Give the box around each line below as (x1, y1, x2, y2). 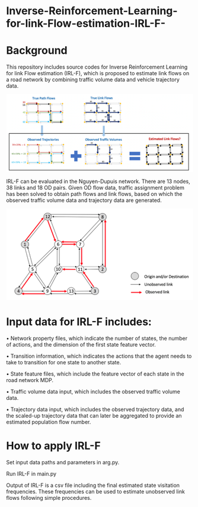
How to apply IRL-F (6, 439, 101, 453)
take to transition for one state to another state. (6, 359, 122, 365)
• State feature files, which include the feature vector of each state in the (6, 370, 185, 377)
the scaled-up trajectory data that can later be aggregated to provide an (6, 412, 182, 419)
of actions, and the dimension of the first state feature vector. (6, 341, 156, 348)
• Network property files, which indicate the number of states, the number (6, 335, 188, 342)
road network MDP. (6, 377, 54, 383)
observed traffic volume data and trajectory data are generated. (6, 197, 162, 204)
